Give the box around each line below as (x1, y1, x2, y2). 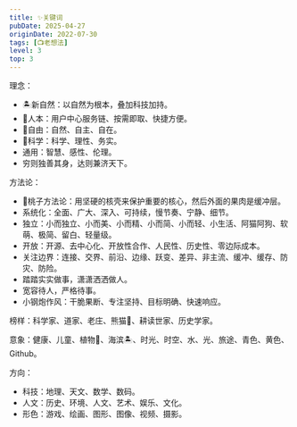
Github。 (9, 348, 42, 358)
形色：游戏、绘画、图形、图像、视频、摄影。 (21, 408, 187, 419)
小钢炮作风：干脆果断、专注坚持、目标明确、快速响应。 (21, 297, 226, 306)
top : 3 (9, 54, 34, 63)
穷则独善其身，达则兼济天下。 (21, 158, 132, 168)
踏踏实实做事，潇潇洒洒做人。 (21, 274, 132, 284)
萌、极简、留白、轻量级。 (21, 230, 117, 239)
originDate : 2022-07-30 (9, 29, 98, 38)
